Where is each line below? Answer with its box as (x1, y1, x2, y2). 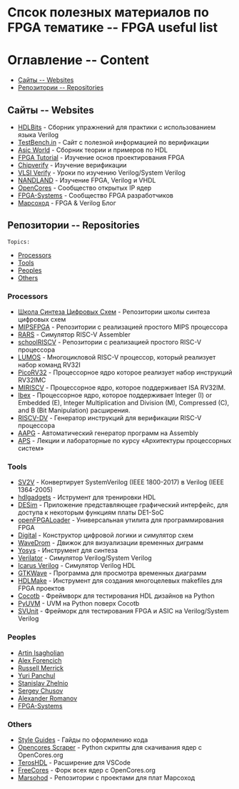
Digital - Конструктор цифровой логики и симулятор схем (17, 531, 194, 539)
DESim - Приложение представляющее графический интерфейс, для (17, 501, 228, 509)
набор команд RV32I (17, 361, 81, 370)
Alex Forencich (17, 656, 62, 664)
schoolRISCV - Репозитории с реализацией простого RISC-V (17, 338, 202, 347)
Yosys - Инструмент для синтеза (17, 546, 118, 555)
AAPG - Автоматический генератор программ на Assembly (17, 429, 198, 437)
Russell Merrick (17, 663, 64, 672)
